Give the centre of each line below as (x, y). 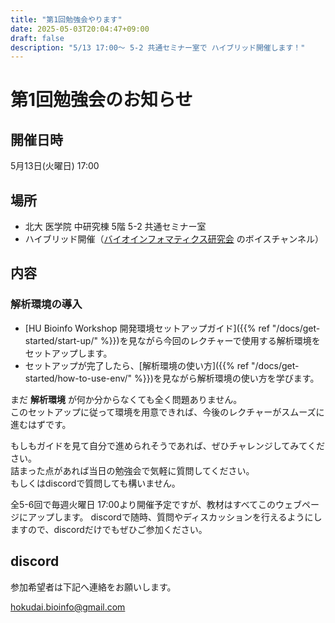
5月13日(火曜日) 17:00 (55, 166)
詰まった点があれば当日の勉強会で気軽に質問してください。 (132, 470)
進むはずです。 (41, 424)
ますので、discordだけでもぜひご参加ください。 (109, 529)
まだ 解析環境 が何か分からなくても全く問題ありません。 (126, 399)
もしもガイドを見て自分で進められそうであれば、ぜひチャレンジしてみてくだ (167, 445)
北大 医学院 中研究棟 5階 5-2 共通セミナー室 (115, 227)
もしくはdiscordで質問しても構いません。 (95, 483)
